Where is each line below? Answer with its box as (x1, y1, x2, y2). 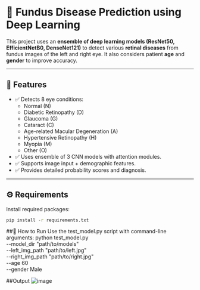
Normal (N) (23, 102, 52, 109)
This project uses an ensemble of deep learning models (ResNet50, (6, 38, 175, 45)
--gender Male (6, 266, 42, 273)
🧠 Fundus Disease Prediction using (6, 5, 182, 19)
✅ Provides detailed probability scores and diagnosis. (14, 166, 146, 174)
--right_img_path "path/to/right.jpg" (6, 253, 94, 260)
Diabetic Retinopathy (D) (23, 109, 85, 116)
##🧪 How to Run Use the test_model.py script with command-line (6, 228, 167, 235)
